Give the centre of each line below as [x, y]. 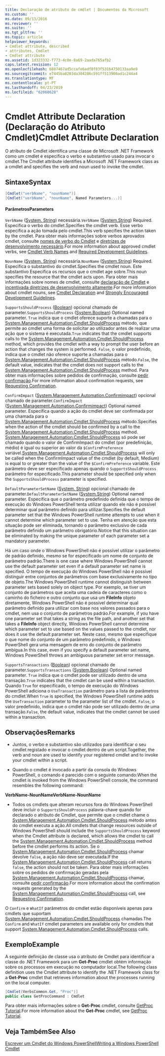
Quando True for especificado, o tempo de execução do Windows [72, 686]
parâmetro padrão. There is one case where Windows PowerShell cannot [79, 561]
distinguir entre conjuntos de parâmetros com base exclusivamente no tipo [81, 577]
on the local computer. [28, 983]
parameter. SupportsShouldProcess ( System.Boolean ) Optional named [75, 313]
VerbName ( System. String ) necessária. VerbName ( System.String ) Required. [79, 220]
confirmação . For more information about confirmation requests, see [74, 381]
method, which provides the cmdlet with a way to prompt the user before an [82, 344]
